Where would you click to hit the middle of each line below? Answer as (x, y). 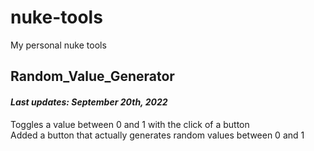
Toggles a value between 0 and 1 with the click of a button (130, 124)
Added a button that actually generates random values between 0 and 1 (157, 135)
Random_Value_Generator (92, 76)
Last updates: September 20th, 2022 (89, 102)
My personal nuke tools (58, 45)
